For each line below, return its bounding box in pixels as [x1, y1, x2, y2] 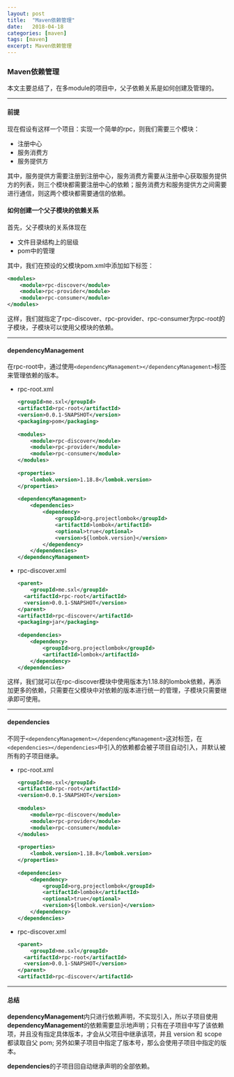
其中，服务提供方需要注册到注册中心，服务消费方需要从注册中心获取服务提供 [7, 171, 227, 180]
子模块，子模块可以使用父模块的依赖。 [7, 323, 117, 331]
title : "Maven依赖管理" [7, 17, 75, 24]
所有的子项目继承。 [7, 751, 63, 760]
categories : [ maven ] [7, 29, 68, 37]
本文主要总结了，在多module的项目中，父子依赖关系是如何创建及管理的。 [7, 84, 218, 93]
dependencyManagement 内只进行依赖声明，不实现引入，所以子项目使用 [7, 1012, 218, 1021]
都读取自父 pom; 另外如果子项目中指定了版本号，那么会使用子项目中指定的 [7, 1039, 221, 1047]
